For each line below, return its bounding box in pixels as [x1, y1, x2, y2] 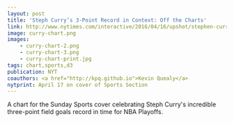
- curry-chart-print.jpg [19, 56, 92, 63]
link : [7, 23, 23, 30]
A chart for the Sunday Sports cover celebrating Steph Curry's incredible [7, 100, 217, 108]
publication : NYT [7, 68, 58, 75]
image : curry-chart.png [7, 29, 77, 37]
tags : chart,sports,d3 [7, 62, 73, 69]
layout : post [7, 10, 45, 17]
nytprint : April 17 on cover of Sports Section [7, 81, 148, 88]
